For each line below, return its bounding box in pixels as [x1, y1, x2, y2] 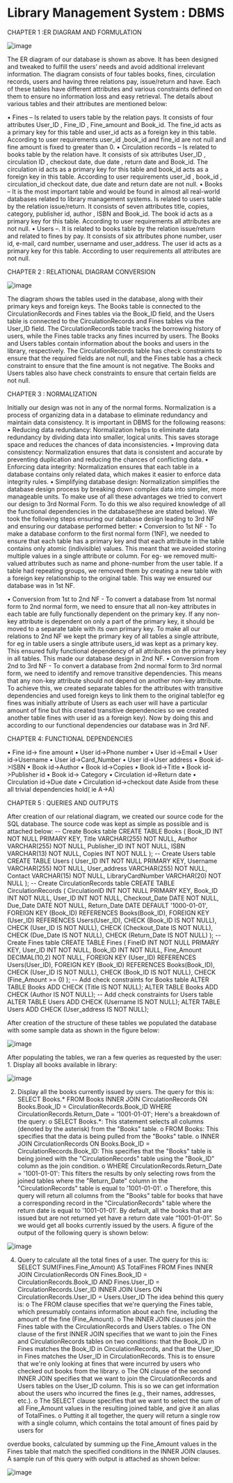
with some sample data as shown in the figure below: [7, 1026, 160, 1034]
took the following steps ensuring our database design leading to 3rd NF [7, 515, 215, 523]
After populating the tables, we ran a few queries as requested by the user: [7, 1053, 222, 1061]
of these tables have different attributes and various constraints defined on [7, 84, 222, 93]
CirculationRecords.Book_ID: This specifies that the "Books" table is [17, 1146, 212, 1155]
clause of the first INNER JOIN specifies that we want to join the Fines [17, 1329, 218, 1338]
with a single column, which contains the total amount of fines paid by [17, 1419, 218, 1427]
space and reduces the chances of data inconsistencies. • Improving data [7, 440, 219, 448]
